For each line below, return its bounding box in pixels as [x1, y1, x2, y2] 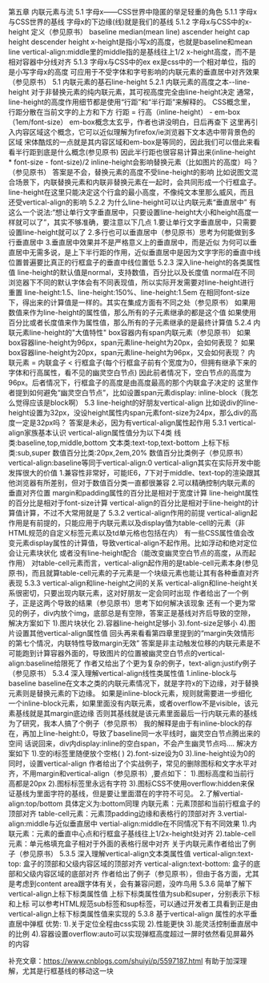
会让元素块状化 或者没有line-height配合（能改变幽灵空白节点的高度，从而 [8, 548, 250, 557]
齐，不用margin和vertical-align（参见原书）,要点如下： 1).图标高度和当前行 [8, 769, 255, 778]
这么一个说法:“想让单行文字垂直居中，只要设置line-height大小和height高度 [8, 208, 252, 216]
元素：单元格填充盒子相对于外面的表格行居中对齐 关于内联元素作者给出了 [8, 839, 249, 848]
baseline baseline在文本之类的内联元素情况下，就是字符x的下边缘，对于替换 [8, 678, 259, 688]
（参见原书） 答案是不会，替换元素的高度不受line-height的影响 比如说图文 [8, 168, 251, 176]
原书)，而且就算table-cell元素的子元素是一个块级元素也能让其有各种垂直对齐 [8, 568, 260, 577]
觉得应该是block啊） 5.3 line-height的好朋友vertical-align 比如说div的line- [14, 398, 259, 407]
